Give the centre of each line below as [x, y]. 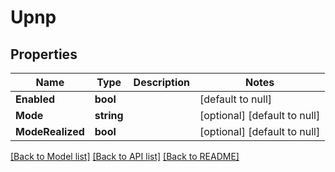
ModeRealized [50, 131]
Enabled [35, 99]
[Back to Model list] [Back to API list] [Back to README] [125, 156]
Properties [44, 54]
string [109, 115]
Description [162, 82]
